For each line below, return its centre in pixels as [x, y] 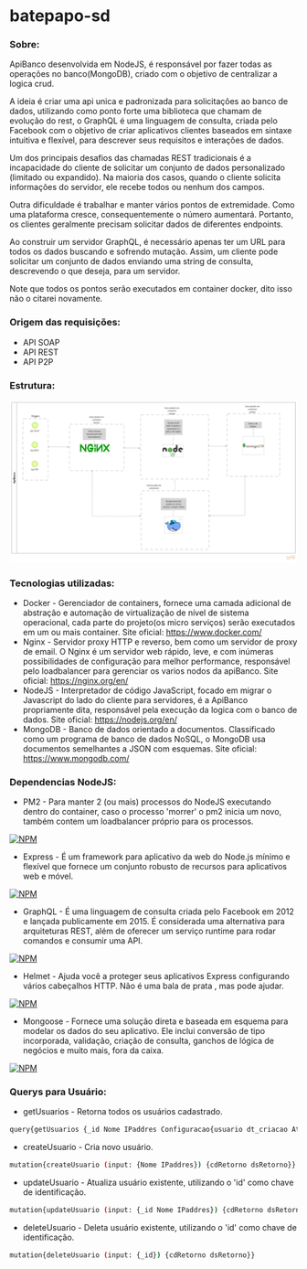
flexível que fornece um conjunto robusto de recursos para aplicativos [155, 867]
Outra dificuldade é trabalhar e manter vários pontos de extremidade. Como [152, 205]
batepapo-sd [60, 16]
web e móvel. [48, 876]
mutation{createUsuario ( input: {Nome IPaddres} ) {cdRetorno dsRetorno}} [153, 1165]
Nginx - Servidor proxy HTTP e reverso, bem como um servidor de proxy [160, 642]
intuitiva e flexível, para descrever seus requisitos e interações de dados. [147, 140]
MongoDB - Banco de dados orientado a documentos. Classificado [149, 729]
